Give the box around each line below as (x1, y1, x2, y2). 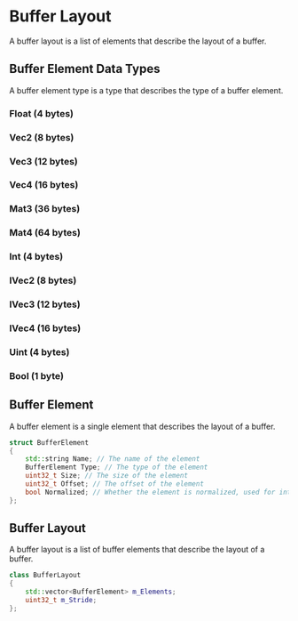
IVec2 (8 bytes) (9, 274, 77, 286)
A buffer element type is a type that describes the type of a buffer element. (9, 85, 284, 95)
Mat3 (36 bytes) (9, 203, 81, 215)
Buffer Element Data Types (9, 61, 161, 77)
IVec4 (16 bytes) (9, 322, 82, 335)
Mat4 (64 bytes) (9, 227, 82, 239)
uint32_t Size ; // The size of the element (25, 472, 189, 480)
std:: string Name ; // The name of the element (25, 455, 200, 464)
